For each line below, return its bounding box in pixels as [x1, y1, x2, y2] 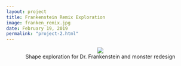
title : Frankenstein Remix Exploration [6, 14, 106, 20]
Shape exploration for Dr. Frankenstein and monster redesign [25, 53, 176, 60]
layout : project [6, 8, 47, 15]
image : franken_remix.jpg [6, 20, 70, 26]
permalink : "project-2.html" [6, 31, 79, 37]
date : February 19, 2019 [6, 25, 68, 32]
